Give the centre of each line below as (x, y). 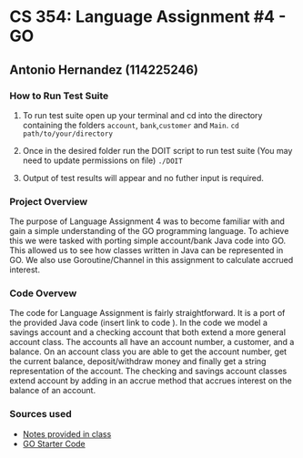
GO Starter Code (54, 443)
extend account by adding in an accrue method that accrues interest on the (151, 381)
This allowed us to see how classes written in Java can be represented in (146, 250)
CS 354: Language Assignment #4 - (148, 17)
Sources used (41, 414)
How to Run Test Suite (59, 96)
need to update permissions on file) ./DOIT (103, 160)
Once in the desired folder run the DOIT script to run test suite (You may (157, 150)
